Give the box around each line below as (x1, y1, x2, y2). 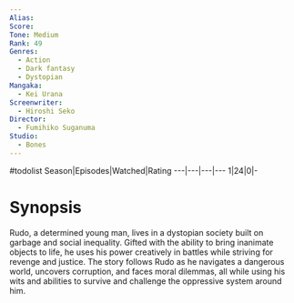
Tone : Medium (9, 30, 59, 39)
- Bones (17, 140, 47, 149)
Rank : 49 (9, 38, 43, 48)
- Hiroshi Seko (17, 106, 76, 116)
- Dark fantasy (17, 65, 76, 74)
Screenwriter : (9, 97, 64, 107)
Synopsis (9, 197, 82, 217)
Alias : (9, 13, 35, 23)
